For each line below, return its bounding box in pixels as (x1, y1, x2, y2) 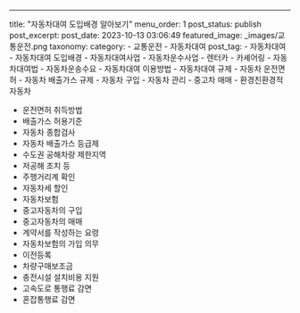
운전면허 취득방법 (21, 104, 83, 115)
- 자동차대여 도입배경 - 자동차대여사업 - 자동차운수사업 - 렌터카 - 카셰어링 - (9, 53, 271, 62)
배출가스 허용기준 (21, 116, 83, 126)
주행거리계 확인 (21, 171, 76, 182)
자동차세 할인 (21, 183, 69, 193)
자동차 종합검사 (21, 127, 76, 137)
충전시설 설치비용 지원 (21, 272, 100, 282)
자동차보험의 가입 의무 (21, 238, 100, 249)
